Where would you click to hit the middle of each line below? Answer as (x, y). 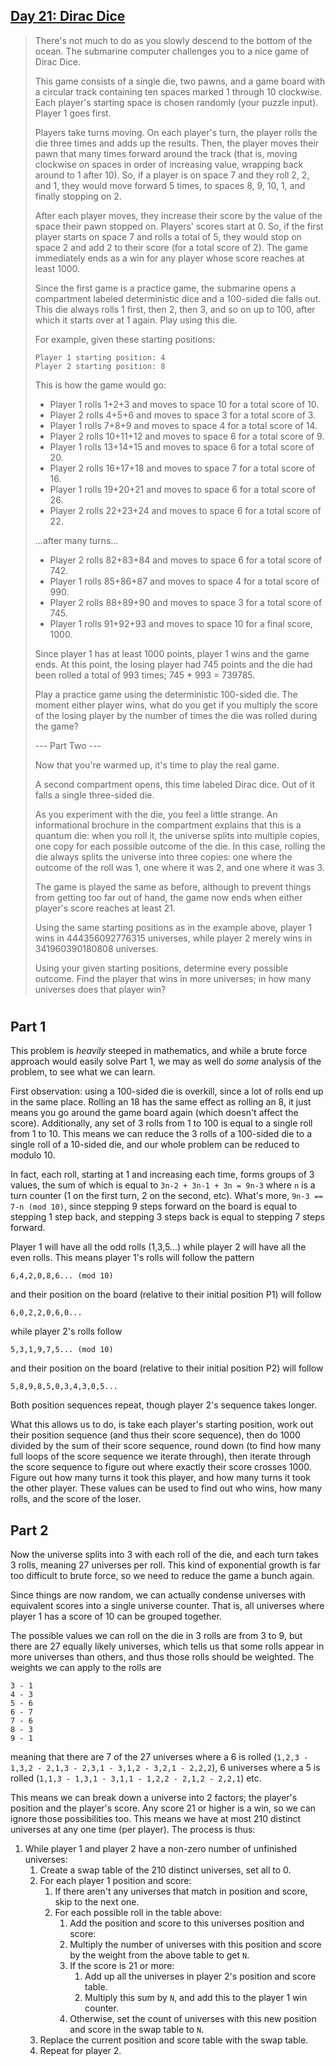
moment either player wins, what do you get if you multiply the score (176, 705)
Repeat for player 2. (80, 2051)
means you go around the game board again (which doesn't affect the (154, 1113)
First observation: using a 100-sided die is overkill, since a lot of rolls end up (167, 1091)
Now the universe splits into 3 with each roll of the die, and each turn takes (164, 1555)
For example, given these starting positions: (125, 339)
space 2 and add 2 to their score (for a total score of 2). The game (171, 247)
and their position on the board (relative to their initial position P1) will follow (166, 1295)
